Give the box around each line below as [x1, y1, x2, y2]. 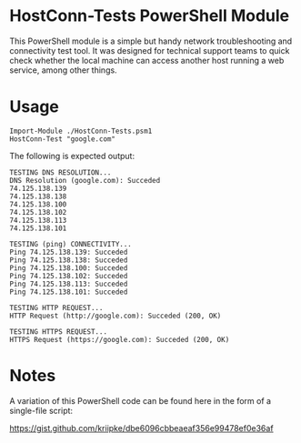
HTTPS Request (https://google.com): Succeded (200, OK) [9, 335, 230, 344]
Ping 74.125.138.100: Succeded [9, 263, 128, 273]
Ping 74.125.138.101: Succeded [9, 287, 128, 297]
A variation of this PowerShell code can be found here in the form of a [9, 395, 271, 406]
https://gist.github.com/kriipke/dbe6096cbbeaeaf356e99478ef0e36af [9, 422, 275, 433]
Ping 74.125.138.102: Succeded [9, 271, 128, 280]
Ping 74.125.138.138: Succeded [9, 256, 128, 265]
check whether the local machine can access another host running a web [9, 55, 285, 65]
